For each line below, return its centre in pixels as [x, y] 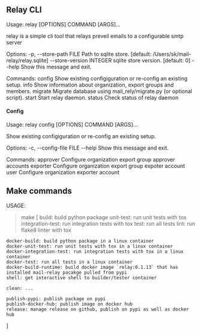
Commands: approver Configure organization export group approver [91, 160]
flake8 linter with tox [46, 230]
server [14, 42]
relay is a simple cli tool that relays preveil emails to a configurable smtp [95, 36]
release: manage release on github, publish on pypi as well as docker [97, 309]
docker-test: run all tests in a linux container [70, 262]
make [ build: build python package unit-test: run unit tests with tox [104, 217]
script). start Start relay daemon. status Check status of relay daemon [92, 97]
